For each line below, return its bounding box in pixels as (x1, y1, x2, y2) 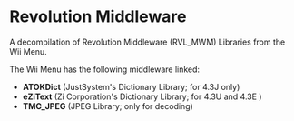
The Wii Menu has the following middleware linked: (9, 64, 201, 75)
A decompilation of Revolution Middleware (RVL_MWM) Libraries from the (9, 36, 286, 47)
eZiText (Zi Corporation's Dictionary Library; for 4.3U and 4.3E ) (22, 91, 262, 102)
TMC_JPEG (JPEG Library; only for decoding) (22, 100, 193, 111)
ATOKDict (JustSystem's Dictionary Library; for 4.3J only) (22, 81, 240, 92)
